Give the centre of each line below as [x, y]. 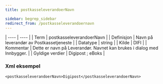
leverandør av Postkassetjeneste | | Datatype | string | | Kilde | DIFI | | [76, 43]
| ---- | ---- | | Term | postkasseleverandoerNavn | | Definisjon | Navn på [79, 37]
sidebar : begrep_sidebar [31, 19]
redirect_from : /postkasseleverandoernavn [50, 23]
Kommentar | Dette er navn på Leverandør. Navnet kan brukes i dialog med [82, 48]
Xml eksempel [23, 66]
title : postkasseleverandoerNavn [40, 10]
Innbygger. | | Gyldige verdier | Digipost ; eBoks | [55, 53]
